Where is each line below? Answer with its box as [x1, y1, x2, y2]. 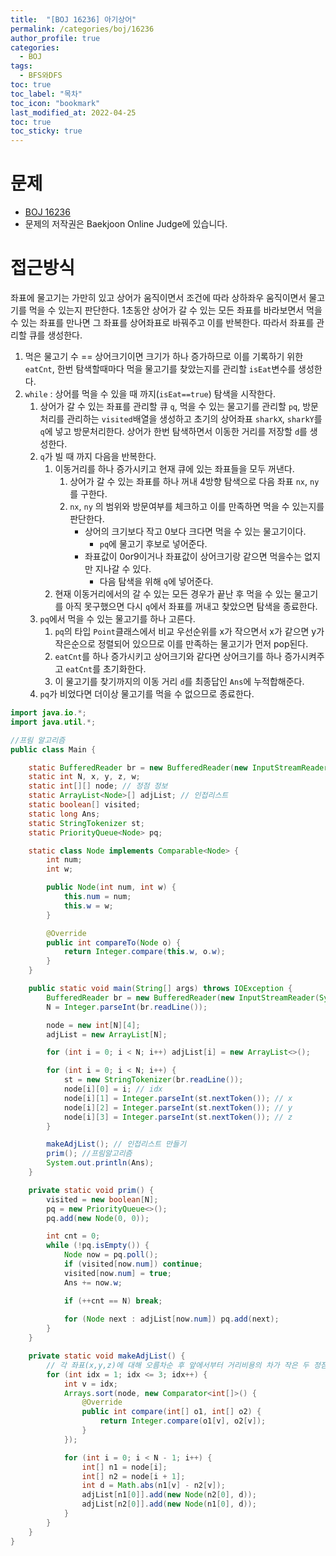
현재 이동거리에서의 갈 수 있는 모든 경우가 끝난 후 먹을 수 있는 [54, 588, 292, 600]
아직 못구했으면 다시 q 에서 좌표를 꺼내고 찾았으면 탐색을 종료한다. [65, 601, 318, 612]
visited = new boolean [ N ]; [46, 1194, 159, 1205]
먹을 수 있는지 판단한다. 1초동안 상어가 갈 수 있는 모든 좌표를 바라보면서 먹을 [28, 304, 323, 316]
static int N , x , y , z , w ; [28, 772, 141, 782]
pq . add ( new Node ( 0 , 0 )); [46, 1213, 150, 1223]
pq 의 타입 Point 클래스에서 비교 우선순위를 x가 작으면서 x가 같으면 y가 [54, 626, 325, 637]
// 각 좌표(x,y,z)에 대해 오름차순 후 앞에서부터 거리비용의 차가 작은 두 [46, 1360, 310, 1370]
